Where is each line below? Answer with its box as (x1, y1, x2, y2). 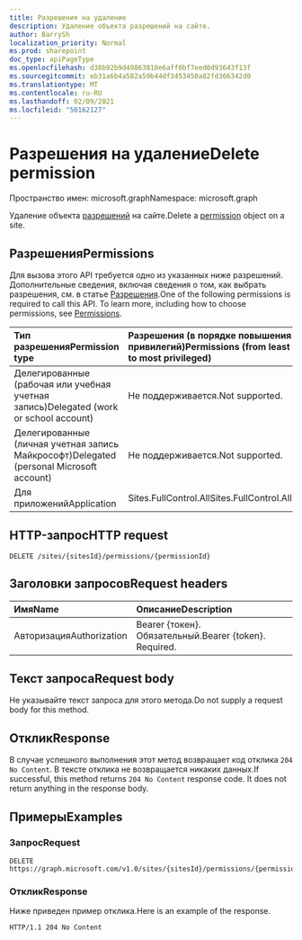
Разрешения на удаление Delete (9, 144, 260, 165)
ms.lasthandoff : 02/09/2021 (9, 96, 115, 106)
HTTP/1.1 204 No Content (9, 923, 102, 932)
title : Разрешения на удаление (9, 13, 127, 22)
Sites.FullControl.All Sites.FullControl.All (128, 492, 292, 504)
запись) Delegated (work (13, 401, 119, 413)
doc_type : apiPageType (9, 55, 94, 64)
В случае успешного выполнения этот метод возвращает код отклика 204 (9, 755, 294, 765)
